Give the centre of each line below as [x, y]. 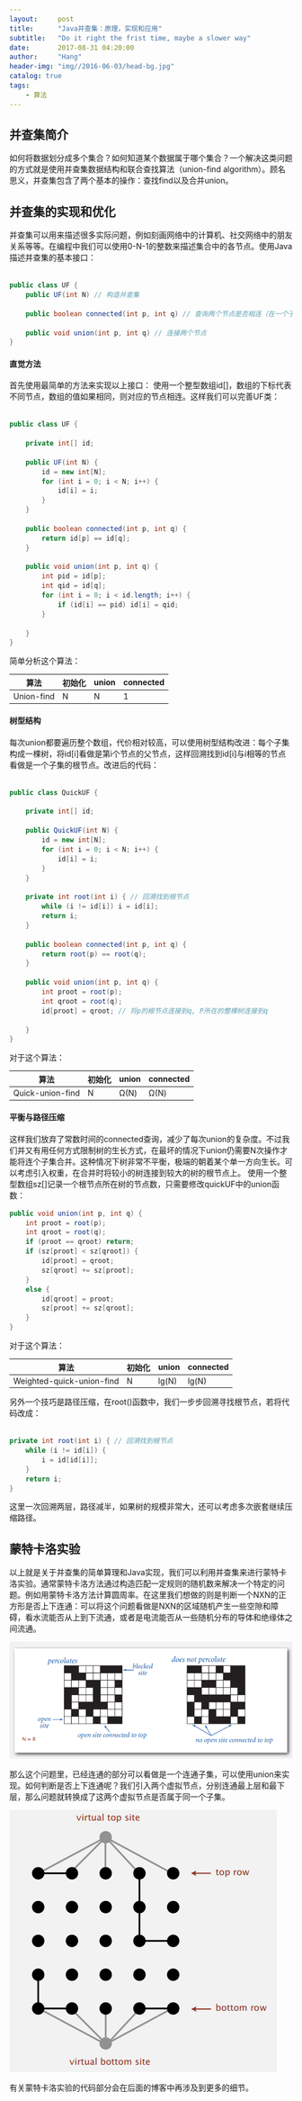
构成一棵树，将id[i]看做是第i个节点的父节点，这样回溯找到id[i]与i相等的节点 [147, 753]
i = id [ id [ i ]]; [70, 1460]
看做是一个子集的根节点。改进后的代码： [84, 764]
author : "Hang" [46, 57]
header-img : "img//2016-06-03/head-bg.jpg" [92, 67]
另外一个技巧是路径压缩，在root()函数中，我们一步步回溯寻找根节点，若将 [146, 1402]
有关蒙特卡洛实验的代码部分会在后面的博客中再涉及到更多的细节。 [131, 2087]
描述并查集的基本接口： [53, 257]
